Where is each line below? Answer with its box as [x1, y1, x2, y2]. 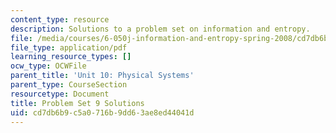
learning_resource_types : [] [10, 52, 132, 62]
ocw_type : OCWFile [10, 61, 87, 71]
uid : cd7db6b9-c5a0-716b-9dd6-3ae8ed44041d [10, 107, 195, 118]
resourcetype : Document [10, 89, 110, 99]
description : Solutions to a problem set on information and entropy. [10, 24, 311, 34]
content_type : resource [10, 14, 110, 25]
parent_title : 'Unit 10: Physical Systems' [10, 71, 195, 81]
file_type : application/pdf [10, 42, 128, 53]
